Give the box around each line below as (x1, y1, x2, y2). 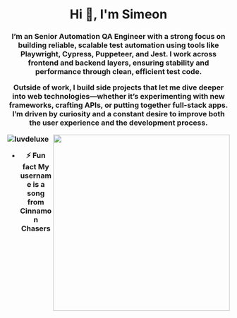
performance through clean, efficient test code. (35, 67, 202, 77)
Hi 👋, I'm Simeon (69, 6, 168, 23)
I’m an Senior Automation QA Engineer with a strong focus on (11, 32, 226, 42)
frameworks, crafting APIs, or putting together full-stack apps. (8, 100, 229, 110)
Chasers (20, 224, 51, 233)
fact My (22, 162, 49, 172)
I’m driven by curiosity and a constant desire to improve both (12, 109, 225, 119)
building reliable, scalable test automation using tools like (18, 40, 219, 50)
